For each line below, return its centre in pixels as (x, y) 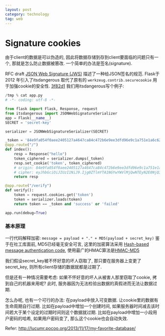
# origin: (24, 168)
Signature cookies (43, 43)
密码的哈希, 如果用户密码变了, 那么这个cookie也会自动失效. (69, 318)
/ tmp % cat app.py (24, 96)
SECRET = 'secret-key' (28, 123)
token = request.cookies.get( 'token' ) (54, 195)
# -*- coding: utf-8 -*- (30, 100)
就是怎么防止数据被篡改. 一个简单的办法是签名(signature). (74, 63)
